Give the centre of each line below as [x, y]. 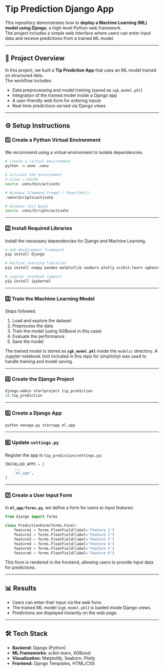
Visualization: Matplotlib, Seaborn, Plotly [54, 658]
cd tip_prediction [24, 396]
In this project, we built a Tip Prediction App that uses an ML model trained [81, 70]
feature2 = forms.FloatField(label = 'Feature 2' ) [64, 535]
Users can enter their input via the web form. [57, 602]
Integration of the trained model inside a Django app [64, 95]
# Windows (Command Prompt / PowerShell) [48, 193]
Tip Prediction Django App [60, 9]
